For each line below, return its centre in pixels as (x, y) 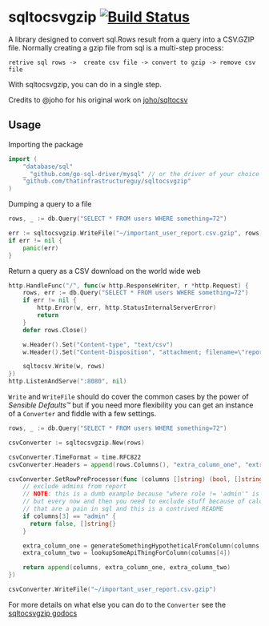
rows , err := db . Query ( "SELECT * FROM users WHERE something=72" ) (136, 293)
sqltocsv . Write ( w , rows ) (64, 367)
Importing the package (46, 144)
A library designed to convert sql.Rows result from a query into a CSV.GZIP (131, 39)
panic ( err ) (41, 248)
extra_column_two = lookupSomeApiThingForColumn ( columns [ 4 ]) (126, 553)
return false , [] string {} (72, 524)
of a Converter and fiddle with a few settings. (82, 413)
